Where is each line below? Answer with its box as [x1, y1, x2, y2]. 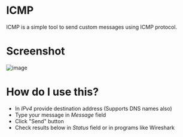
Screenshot [6, 44, 65, 58]
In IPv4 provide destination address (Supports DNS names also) [14, 105, 172, 112]
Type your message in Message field [14, 111, 106, 118]
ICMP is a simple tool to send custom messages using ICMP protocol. [6, 23, 178, 31]
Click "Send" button [14, 117, 64, 124]
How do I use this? [6, 85, 99, 99]
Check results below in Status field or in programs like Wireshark [14, 124, 175, 131]
